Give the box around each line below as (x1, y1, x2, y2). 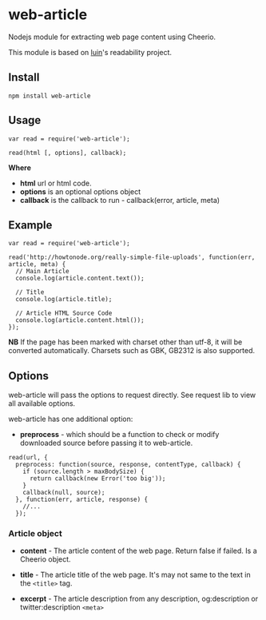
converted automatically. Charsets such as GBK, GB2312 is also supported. (8, 346, 256, 356)
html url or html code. (19, 178, 92, 188)
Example (8, 218, 53, 232)
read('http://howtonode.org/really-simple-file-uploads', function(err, (8, 253, 256, 261)
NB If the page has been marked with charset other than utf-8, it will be (8, 337, 243, 347)
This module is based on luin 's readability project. (8, 47, 173, 57)
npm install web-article (8, 92, 91, 100)
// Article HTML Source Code (15, 309, 113, 317)
